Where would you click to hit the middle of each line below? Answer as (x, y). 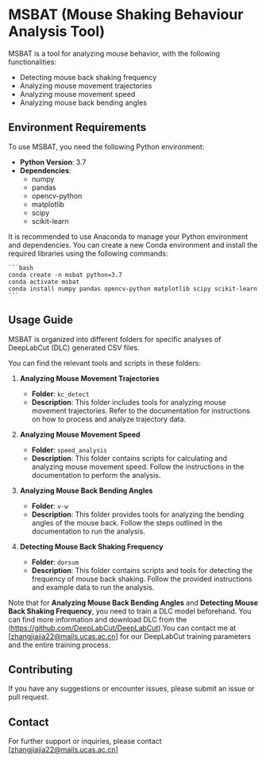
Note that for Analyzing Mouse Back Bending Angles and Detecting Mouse (133, 602)
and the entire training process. (60, 645)
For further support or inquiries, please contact (85, 741)
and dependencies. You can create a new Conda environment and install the (133, 244)
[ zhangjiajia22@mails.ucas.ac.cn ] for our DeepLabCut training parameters (130, 636)
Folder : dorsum (55, 562)
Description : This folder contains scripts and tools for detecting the (142, 570)
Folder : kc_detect (60, 394)
